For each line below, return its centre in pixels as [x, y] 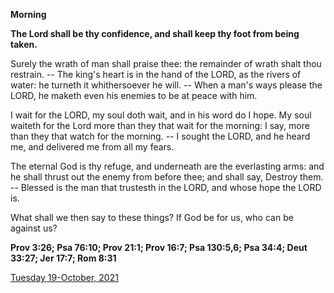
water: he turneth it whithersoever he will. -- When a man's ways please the [166, 85]
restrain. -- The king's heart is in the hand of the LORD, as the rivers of [156, 74]
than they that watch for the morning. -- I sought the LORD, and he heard [160, 136]
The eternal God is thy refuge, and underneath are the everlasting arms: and [167, 166]
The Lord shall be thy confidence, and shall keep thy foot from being [155, 33]
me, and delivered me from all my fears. [92, 147]
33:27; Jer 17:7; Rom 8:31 [63, 258]
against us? [34, 228]
